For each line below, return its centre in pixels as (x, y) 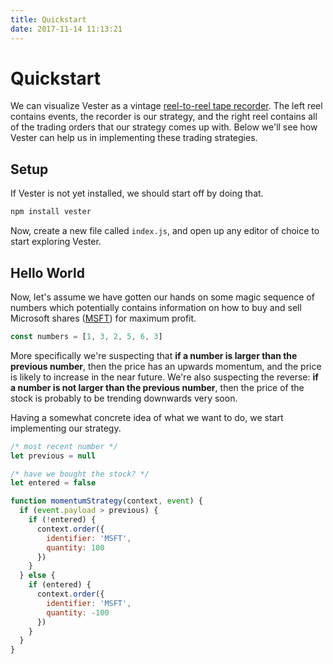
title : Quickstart (48, 19)
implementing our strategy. (66, 428)
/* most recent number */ (64, 446)
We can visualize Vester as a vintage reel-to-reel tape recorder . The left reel (166, 106)
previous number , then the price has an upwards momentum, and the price (166, 366)
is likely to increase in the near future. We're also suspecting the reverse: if (164, 377)
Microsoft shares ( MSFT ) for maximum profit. (103, 318)
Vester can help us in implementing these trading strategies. (134, 138)
